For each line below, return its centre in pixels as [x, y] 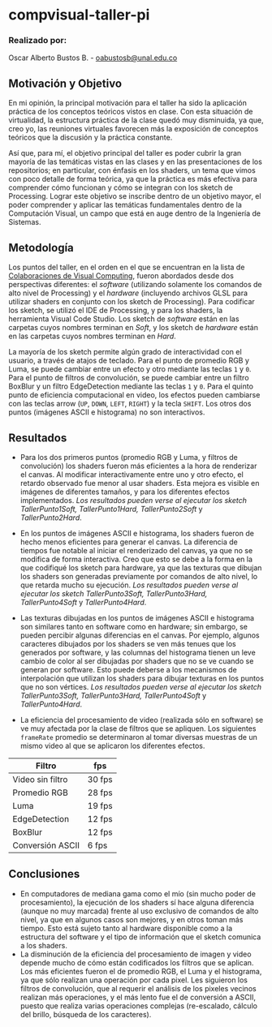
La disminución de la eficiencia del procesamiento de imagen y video [136, 954]
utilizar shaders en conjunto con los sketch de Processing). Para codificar [132, 302]
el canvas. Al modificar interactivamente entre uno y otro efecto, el [132, 474]
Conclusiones [44, 874]
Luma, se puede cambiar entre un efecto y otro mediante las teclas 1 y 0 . [130, 369]
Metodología [41, 248]
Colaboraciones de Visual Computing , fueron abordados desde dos [121, 276]
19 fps [100, 806]
